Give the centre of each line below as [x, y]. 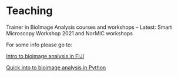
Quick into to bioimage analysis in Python [56, 67]
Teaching [29, 11]
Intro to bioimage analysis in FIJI [45, 56]
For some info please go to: [39, 45]
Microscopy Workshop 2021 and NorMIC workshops [70, 33]
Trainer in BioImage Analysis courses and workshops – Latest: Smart [89, 27]
